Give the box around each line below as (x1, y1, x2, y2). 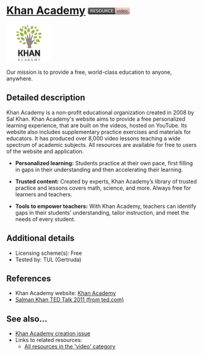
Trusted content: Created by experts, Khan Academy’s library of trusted (15, 177, 197, 185)
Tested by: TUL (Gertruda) (15, 255, 82, 263)
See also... (6, 313, 48, 324)
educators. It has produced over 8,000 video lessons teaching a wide (6, 135, 181, 142)
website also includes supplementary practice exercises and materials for (6, 128, 191, 135)
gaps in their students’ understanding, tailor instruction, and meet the (15, 208, 190, 216)
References (6, 273, 51, 283)
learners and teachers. (15, 190, 73, 198)
